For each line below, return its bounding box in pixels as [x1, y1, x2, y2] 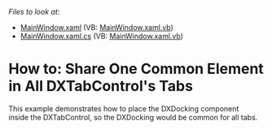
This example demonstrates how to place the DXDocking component [8, 103, 239, 113]
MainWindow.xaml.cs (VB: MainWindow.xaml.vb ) [20, 32, 184, 41]
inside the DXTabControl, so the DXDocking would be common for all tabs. [8, 112, 258, 122]
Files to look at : [8, 7, 60, 16]
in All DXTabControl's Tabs [8, 77, 194, 96]
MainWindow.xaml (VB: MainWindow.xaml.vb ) [20, 23, 173, 32]
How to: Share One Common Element [8, 60, 265, 78]
